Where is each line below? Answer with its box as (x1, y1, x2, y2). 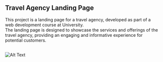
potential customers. (5, 37, 46, 43)
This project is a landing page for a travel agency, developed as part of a (5, 16, 151, 22)
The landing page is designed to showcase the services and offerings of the (5, 27, 158, 33)
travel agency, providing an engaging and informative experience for (5, 32, 143, 38)
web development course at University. (5, 22, 84, 28)
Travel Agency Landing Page (5, 4, 94, 12)
